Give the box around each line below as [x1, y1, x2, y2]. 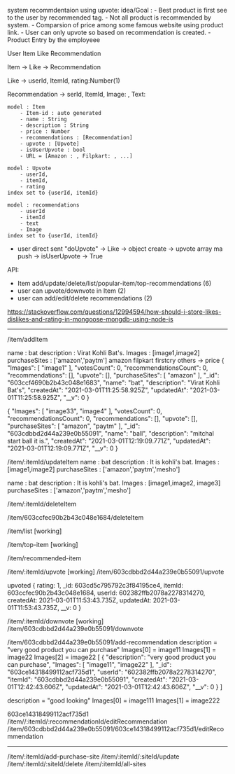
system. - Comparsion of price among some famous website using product [7, 21, 224, 29]
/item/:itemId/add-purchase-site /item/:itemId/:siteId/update [7, 752, 180, 761]
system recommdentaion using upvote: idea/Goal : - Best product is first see [7, 6, 227, 14]
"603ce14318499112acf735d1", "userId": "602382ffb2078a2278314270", [7, 668, 217, 676]
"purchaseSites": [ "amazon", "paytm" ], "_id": [7, 422, 141, 430]
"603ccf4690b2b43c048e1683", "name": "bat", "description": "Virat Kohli [7, 378, 220, 387]
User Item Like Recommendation [7, 49, 101, 57]
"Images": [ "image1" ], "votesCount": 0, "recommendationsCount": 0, [7, 364, 208, 372]
